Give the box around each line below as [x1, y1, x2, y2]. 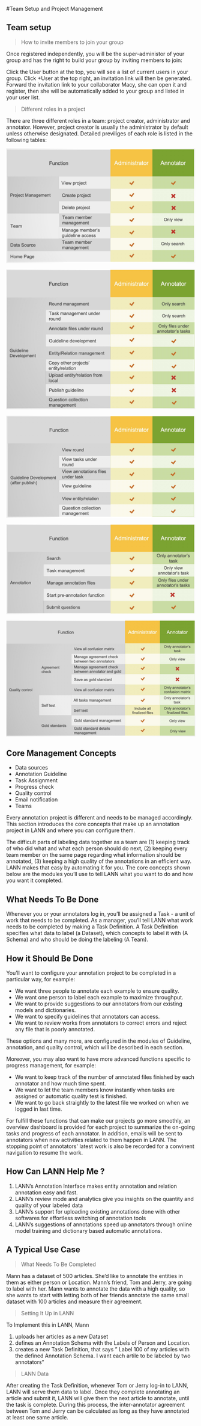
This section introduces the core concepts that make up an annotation [6, 821, 180, 828]
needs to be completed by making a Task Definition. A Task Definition [6, 923, 178, 930]
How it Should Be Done [6, 953, 94, 963]
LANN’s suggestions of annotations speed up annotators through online [14, 1221, 193, 1228]
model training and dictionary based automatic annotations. [14, 1227, 163, 1234]
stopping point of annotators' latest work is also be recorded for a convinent [6, 1143, 195, 1150]
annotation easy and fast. [14, 1188, 78, 1196]
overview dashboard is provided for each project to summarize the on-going [6, 1123, 195, 1131]
